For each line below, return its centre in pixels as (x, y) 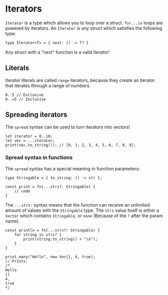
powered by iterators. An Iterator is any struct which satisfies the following (84, 28)
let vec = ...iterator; (30, 140)
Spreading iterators (36, 115)
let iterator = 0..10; (29, 136)
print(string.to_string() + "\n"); (61, 239)
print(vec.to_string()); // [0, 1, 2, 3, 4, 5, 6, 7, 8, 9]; (71, 145)
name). (13, 221)
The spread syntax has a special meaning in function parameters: (73, 168)
